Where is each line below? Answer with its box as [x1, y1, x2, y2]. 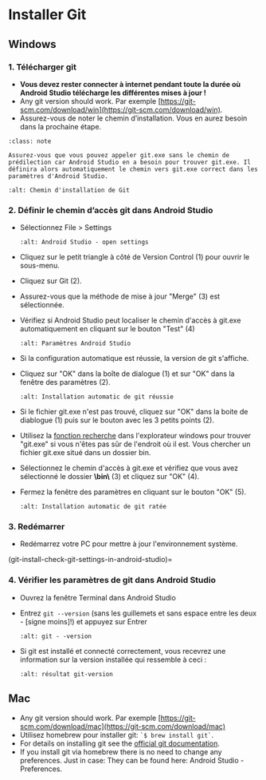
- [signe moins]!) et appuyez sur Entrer [19, 616, 147, 626]
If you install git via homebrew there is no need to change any [19, 746, 222, 756]
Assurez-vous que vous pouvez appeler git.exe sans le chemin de [8, 151, 229, 159]
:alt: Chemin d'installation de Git [8, 186, 130, 194]
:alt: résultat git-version [19, 670, 113, 678]
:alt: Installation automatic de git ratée [19, 503, 167, 511]
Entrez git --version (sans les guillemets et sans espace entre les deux [19, 608, 257, 618]
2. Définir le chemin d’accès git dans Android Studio [8, 204, 213, 216]
